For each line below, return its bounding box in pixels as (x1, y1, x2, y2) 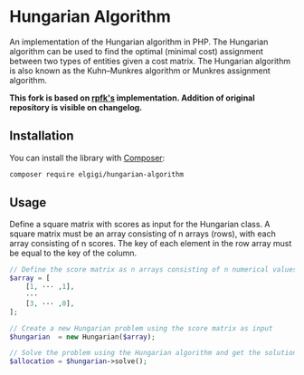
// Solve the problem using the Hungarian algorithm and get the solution (9, 349, 298, 358)
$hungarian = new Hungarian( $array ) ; (9, 332, 156, 341)
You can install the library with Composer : (9, 152, 166, 163)
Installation (9, 129, 74, 144)
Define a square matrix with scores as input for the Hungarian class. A (9, 219, 271, 230)
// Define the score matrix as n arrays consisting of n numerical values (9, 265, 298, 274)
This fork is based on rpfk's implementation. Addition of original (9, 92, 255, 103)
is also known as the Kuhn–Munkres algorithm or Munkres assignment (9, 65, 271, 76)
